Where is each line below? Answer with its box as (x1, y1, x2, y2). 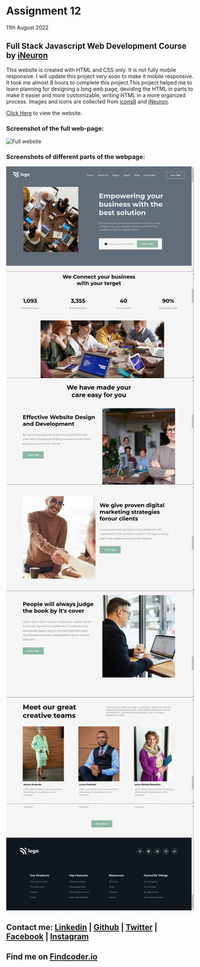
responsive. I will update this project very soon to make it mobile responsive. (6, 73, 194, 80)
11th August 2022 (6, 24, 49, 31)
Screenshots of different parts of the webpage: (6, 152, 145, 161)
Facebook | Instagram (6, 931, 89, 941)
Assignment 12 (6, 4, 82, 18)
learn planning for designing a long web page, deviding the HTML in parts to (6, 85, 193, 92)
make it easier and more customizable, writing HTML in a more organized (6, 91, 186, 99)
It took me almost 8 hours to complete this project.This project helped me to (6, 79, 192, 86)
